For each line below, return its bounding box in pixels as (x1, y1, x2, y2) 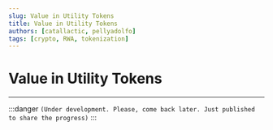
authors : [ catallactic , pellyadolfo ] (8, 27, 136, 35)
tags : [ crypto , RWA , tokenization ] (8, 34, 129, 43)
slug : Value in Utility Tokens (8, 11, 115, 20)
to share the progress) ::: (8, 113, 97, 123)
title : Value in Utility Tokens (8, 19, 118, 28)
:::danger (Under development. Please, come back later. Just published (8, 104, 256, 114)
